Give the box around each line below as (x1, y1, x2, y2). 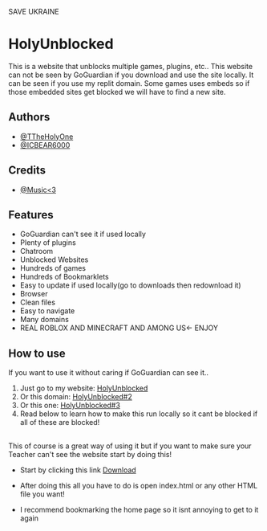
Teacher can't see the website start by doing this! (8, 449, 172, 459)
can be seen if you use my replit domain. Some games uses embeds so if (8, 78, 250, 88)
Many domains (19, 315, 70, 325)
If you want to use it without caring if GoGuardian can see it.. (8, 368, 209, 378)
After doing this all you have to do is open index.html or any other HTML (19, 480, 258, 490)
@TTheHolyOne (19, 132, 74, 141)
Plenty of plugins (19, 238, 76, 247)
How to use (8, 346, 66, 360)
